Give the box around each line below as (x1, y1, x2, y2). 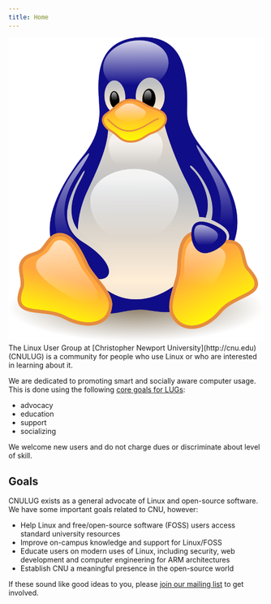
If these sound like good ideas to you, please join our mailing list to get (8, 580, 244, 589)
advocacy (19, 401, 54, 411)
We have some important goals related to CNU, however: (8, 505, 199, 515)
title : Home (8, 13, 49, 21)
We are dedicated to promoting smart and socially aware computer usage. (8, 376, 256, 386)
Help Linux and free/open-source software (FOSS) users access (19, 520, 236, 530)
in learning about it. (8, 360, 73, 370)
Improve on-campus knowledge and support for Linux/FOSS (19, 537, 222, 548)
